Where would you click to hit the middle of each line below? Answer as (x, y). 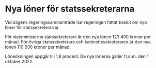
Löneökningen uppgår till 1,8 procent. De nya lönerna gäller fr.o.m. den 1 (77, 56)
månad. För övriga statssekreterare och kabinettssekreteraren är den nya (78, 41)
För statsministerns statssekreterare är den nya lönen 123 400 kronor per (78, 37)
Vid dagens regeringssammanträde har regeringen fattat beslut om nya (76, 22)
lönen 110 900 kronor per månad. (38, 47)
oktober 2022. (19, 61)
